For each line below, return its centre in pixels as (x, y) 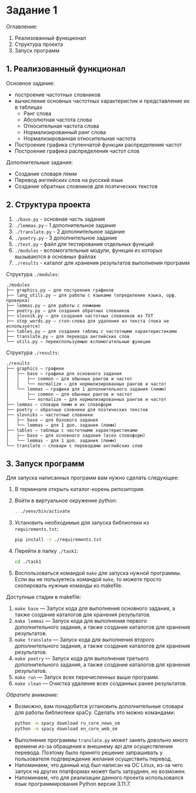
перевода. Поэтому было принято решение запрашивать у (89, 752)
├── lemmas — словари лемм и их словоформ (59, 404)
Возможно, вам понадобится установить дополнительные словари (99, 706)
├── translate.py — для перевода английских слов (68, 336)
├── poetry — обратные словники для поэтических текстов (77, 410)
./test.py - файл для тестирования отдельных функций (84, 244)
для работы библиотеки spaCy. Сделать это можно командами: (95, 712)
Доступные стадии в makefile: (44, 597)
